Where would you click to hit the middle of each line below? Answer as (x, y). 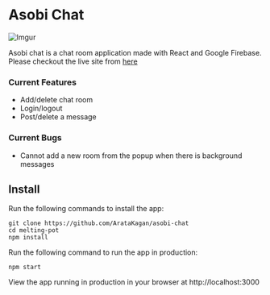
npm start (25, 268)
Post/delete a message (58, 117)
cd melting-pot (34, 231)
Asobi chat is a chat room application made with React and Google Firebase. (135, 52)
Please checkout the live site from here (73, 61)
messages (37, 164)
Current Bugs (35, 138)
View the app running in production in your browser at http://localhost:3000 (134, 282)
